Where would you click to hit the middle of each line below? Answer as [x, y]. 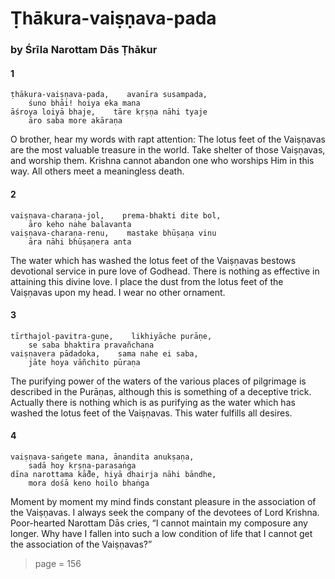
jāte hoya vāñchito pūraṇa [84, 362]
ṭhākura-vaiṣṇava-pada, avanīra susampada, [109, 95]
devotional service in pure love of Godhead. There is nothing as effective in [165, 271]
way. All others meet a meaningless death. [97, 171]
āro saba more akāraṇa [75, 121]
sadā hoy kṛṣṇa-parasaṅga [82, 465]
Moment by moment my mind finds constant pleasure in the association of [163, 501]
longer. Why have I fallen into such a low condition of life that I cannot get [161, 533]
